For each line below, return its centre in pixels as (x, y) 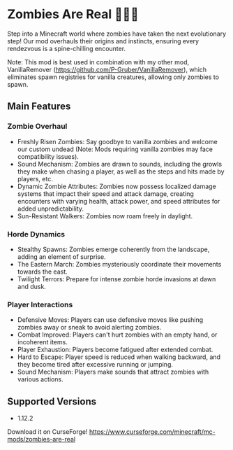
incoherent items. (42, 342)
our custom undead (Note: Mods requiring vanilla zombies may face (115, 149)
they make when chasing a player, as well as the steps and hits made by (121, 171)
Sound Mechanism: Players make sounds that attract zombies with (113, 372)
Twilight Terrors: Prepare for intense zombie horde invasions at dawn (116, 279)
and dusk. (32, 286)
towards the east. (42, 272)
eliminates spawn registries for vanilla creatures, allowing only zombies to (113, 77)
